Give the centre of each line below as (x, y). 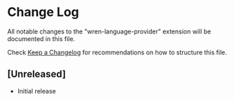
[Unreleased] (37, 74)
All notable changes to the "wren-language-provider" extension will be (109, 31)
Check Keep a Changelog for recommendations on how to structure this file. (117, 52)
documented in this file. (41, 38)
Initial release (36, 91)
